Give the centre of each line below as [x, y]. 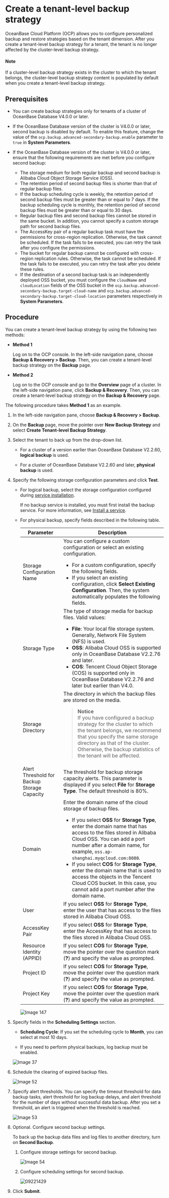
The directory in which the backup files [109, 694]
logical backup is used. [45, 455]
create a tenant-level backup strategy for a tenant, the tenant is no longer [81, 44]
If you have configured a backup [116, 717]
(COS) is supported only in [103, 673]
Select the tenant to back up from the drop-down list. [68, 440]
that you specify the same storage [118, 737]
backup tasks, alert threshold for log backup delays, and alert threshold [87, 1097]
